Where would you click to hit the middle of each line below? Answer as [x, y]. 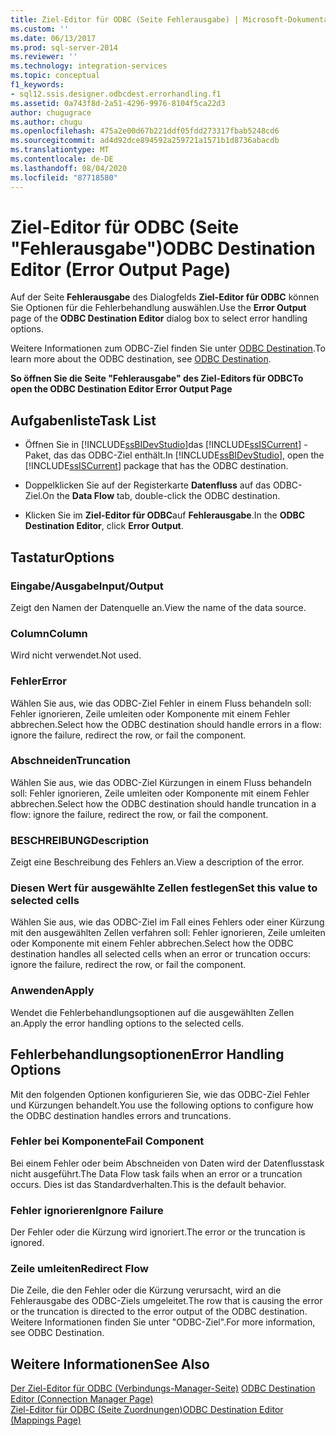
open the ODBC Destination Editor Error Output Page [121, 389]
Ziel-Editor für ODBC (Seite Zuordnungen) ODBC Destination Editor [147, 1410]
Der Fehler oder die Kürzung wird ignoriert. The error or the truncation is [158, 1232]
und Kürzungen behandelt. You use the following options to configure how [162, 1105]
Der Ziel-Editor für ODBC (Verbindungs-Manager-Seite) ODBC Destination [163, 1388]
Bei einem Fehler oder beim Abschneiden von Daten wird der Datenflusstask [167, 1163]
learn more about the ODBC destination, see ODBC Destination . [141, 359]
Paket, [38, 455]
